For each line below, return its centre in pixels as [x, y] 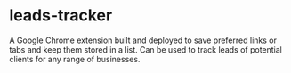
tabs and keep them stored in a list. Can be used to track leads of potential [145, 49]
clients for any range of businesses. [75, 59]
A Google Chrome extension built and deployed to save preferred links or [143, 40]
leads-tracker [61, 16]
